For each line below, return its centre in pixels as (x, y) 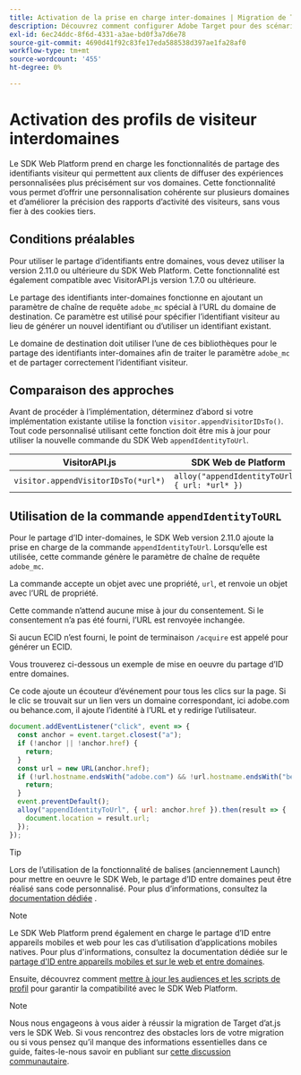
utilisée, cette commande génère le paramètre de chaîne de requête (135, 557)
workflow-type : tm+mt (50, 51)
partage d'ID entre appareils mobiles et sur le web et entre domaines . (137, 961)
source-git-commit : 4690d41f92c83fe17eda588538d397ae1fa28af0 (128, 43)
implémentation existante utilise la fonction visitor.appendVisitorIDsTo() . (146, 421)
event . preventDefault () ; (64, 802)
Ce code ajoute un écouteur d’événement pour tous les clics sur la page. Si (148, 692)
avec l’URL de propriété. (54, 593)
